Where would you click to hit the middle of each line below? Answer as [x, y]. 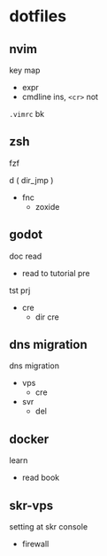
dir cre [47, 317]
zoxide [47, 206]
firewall [35, 544]
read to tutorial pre [56, 273]
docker [29, 439]
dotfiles [38, 16]
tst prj [20, 290]
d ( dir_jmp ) [31, 180]
